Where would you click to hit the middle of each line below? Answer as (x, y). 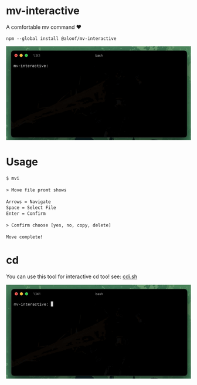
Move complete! (25, 237)
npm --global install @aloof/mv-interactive (61, 38)
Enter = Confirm (26, 214)
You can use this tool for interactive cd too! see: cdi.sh (72, 276)
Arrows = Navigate (28, 202)
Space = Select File (31, 208)
